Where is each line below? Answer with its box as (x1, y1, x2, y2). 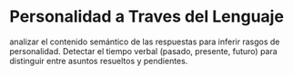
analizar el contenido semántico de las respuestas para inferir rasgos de (9, 36, 280, 47)
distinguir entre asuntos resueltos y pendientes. (9, 55, 188, 66)
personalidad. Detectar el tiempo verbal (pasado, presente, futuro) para (9, 45, 278, 56)
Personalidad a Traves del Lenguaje (9, 6, 285, 27)
